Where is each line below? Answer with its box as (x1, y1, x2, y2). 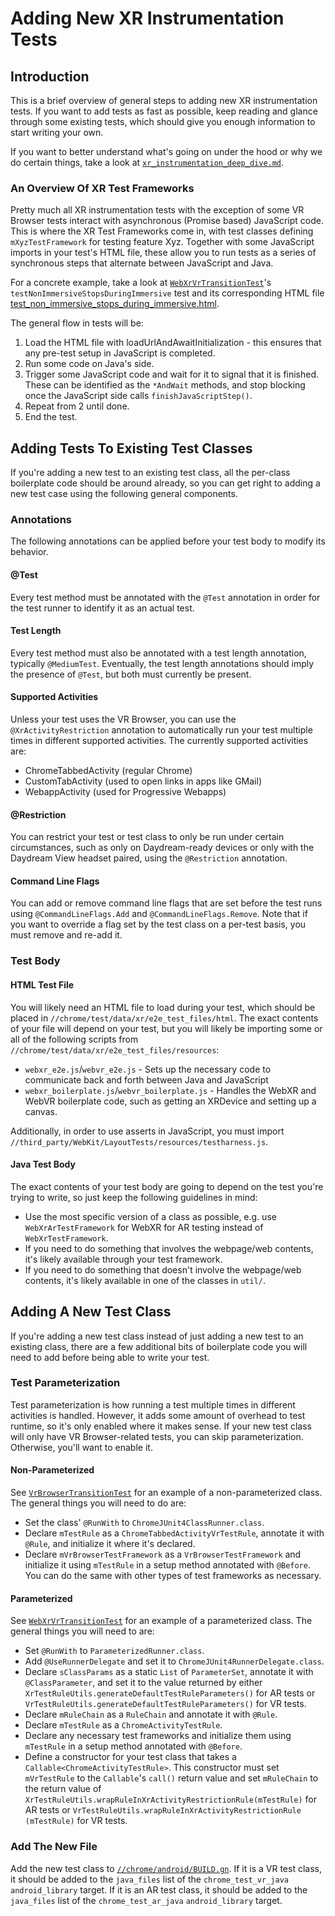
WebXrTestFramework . (24, 1232, 109, 1244)
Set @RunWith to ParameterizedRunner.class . (24, 1645, 205, 1657)
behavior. (10, 546, 49, 558)
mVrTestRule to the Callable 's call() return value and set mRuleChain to (24, 1772, 319, 1784)
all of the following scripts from (10, 1033, 139, 1045)
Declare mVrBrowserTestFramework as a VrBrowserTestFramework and (24, 1548, 302, 1561)
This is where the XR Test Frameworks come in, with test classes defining (10, 225, 314, 237)
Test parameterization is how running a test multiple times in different (10, 1398, 296, 1411)
